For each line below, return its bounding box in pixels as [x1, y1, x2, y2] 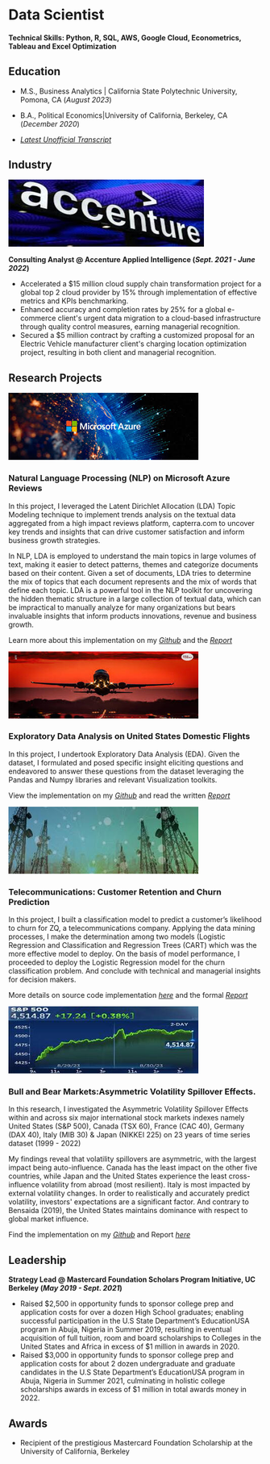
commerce [19, 313, 56, 323]
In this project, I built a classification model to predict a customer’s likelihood [8, 915, 262, 924]
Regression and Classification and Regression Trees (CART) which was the [8, 941, 257, 950]
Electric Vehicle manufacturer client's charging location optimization [19, 339, 247, 348]
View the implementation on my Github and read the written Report [8, 790, 231, 800]
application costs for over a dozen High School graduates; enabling [19, 1308, 244, 1317]
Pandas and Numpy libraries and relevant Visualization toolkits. [8, 774, 218, 784]
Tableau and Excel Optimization [8, 41, 117, 51]
